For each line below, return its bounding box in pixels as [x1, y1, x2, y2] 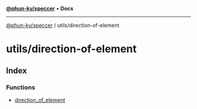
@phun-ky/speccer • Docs [6, 5, 74, 12]
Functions [6, 83, 35, 91]
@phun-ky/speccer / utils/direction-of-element [6, 22, 120, 29]
